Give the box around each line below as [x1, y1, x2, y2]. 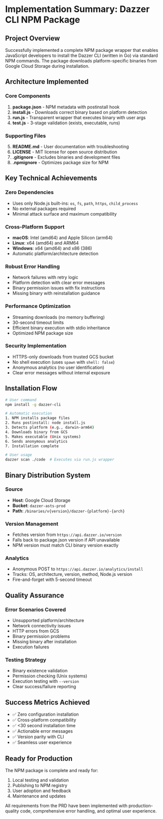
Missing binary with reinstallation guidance [12, 290, 100, 296]
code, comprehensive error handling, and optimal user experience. [20, 808, 157, 814]
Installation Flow [5, 384, 58, 393]
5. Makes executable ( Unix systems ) [5, 434, 81, 439]
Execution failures [12, 644, 50, 650]
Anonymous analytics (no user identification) [12, 364, 104, 370]
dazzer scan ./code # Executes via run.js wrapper [5, 457, 114, 462]
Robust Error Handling [5, 263, 60, 270]
